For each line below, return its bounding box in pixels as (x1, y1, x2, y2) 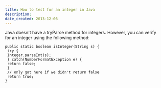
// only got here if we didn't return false (7, 70, 99, 75)
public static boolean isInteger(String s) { (5, 44, 99, 49)
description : (5, 12, 32, 17)
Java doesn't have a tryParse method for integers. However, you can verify (5, 30, 157, 36)
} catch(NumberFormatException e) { (7, 57, 82, 62)
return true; (7, 74, 34, 79)
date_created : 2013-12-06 (5, 16, 58, 21)
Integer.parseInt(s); (7, 53, 51, 58)
